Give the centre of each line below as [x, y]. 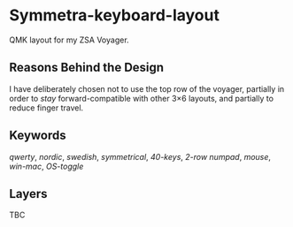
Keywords [38, 136]
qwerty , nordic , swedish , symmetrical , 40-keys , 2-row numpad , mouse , [140, 156]
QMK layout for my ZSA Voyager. [69, 40]
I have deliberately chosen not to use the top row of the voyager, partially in [147, 88]
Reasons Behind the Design [87, 68]
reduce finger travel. [46, 108]
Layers [28, 194]
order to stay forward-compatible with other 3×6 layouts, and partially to [142, 98]
